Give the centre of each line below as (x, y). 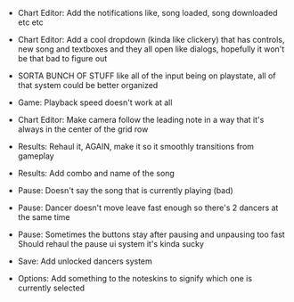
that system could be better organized (88, 85)
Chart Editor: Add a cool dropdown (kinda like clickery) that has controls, (151, 40)
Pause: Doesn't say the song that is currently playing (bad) (125, 190)
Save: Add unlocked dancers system (85, 261)
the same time (44, 217)
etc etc (30, 22)
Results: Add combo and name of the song (96, 173)
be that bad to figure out (62, 58)
